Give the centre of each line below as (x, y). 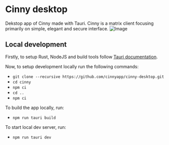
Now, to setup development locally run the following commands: (72, 66)
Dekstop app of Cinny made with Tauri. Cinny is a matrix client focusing (79, 23)
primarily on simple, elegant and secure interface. (57, 28)
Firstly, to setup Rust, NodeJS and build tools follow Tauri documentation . (81, 57)
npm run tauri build (34, 118)
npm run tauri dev (32, 137)
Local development (36, 45)
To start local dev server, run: (36, 127)
